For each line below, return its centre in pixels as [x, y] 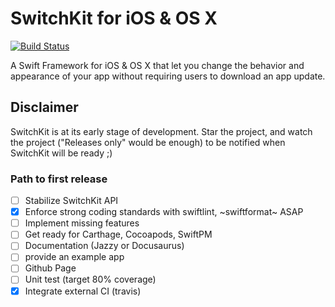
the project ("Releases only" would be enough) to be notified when [148, 142]
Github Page [50, 268]
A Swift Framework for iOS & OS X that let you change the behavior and [157, 65]
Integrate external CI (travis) [83, 291]
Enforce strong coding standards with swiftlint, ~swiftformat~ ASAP [164, 212]
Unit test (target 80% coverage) [90, 279]
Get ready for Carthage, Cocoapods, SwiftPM [118, 234]
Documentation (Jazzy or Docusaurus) [104, 246]
